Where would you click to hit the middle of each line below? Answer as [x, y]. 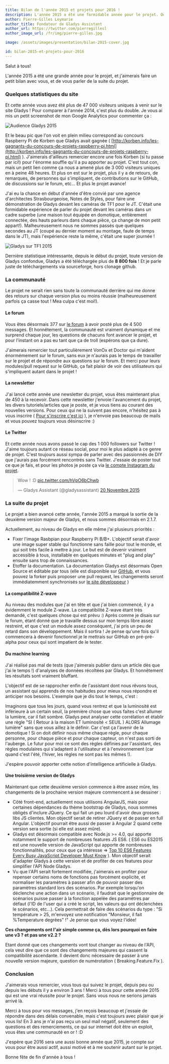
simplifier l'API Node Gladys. [42, 866]
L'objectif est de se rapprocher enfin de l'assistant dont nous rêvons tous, [82, 685]
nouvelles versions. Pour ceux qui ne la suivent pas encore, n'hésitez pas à [83, 410]
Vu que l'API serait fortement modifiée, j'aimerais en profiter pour [80, 871]
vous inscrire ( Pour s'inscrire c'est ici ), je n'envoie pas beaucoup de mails [83, 415]
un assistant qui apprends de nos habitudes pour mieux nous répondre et [81, 691]
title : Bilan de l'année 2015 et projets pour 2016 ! [63, 10]
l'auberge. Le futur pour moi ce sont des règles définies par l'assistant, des [83, 743]
